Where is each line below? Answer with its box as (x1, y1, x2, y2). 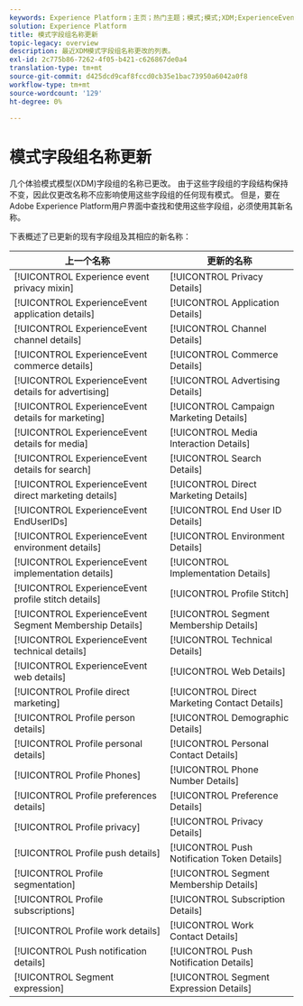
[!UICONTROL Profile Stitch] (170, 587, 289, 600)
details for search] (14, 464, 92, 476)
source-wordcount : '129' (9, 88, 103, 97)
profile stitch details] (14, 593, 101, 605)
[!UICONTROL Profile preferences (14, 789, 158, 802)
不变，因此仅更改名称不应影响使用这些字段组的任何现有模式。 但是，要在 (9, 189, 280, 200)
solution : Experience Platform (9, 22, 127, 31)
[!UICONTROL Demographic (170, 712, 289, 725)
